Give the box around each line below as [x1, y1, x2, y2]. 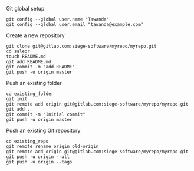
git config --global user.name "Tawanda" [6, 17, 110, 22]
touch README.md [6, 54, 46, 60]
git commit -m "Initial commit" [6, 111, 86, 117]
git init [6, 96, 28, 102]
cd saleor [6, 48, 31, 54]
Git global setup [6, 5, 45, 12]
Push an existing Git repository [6, 127, 81, 134]
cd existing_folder [6, 91, 54, 97]
